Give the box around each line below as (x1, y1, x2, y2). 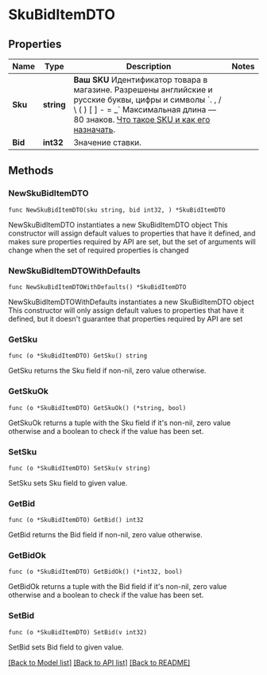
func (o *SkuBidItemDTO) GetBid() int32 (8, 516, 145, 525)
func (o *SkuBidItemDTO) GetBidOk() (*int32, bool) (8, 568, 183, 576)
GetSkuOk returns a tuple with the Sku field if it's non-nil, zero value (8, 418, 231, 427)
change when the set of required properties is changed (8, 245, 189, 255)
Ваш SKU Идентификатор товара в (73, 74, 208, 85)
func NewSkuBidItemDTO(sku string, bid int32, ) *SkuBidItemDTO (8, 205, 226, 214)
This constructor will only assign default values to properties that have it (8, 305, 245, 315)
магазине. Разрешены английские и (73, 84, 213, 95)
